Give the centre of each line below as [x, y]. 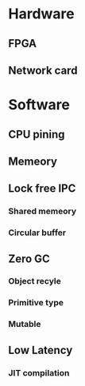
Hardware [41, 14]
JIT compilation [39, 372]
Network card [43, 70]
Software [39, 105]
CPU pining [37, 134]
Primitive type [36, 303]
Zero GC [29, 259]
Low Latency [41, 350]
